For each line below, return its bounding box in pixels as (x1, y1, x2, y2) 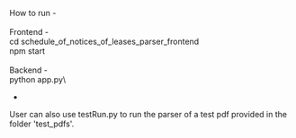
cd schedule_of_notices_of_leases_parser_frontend (9, 36, 200, 47)
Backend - (9, 65, 48, 75)
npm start (9, 46, 46, 56)
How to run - (9, 8, 57, 18)
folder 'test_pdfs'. (9, 118, 75, 129)
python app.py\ (9, 74, 67, 84)
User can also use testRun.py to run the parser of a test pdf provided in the (9, 109, 288, 119)
